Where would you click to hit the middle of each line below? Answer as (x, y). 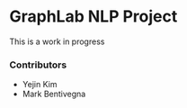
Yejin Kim (40, 85)
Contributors (38, 65)
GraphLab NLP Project (93, 17)
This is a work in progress (57, 41)
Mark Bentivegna (54, 94)
